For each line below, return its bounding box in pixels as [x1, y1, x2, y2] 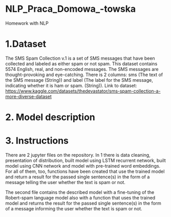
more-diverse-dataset [5, 93, 52, 99]
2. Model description [5, 112, 96, 123]
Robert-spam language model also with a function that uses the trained [5, 195, 156, 201]
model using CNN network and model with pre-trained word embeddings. [5, 163, 161, 169]
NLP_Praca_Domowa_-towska [5, 3, 136, 15]
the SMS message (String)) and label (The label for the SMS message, [5, 77, 154, 83]
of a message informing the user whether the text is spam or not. [5, 206, 142, 211]
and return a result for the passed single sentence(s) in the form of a [5, 174, 150, 180]
